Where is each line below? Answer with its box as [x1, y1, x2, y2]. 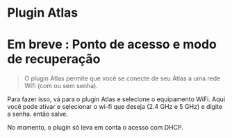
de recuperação [7, 51, 101, 67]
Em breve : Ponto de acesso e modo [7, 37, 217, 53]
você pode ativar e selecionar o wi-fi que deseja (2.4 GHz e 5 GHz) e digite [7, 103, 223, 111]
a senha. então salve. [7, 110, 68, 119]
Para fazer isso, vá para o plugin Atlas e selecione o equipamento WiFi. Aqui [7, 95, 226, 103]
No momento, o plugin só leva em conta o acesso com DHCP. [7, 123, 184, 132]
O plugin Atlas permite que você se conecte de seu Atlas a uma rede [24, 74, 221, 83]
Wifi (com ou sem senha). [24, 82, 99, 90]
